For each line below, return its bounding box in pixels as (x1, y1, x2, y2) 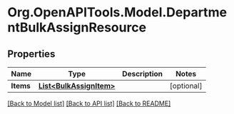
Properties (7, 48, 56, 60)
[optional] (169, 81, 203, 90)
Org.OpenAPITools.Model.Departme (7, 4, 227, 21)
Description (122, 69, 163, 78)
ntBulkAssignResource (7, 19, 147, 36)
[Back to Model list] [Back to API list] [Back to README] (7, 99, 171, 108)
